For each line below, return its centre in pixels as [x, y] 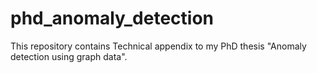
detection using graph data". [69, 56]
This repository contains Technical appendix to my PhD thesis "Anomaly [158, 46]
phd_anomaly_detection [112, 18]
